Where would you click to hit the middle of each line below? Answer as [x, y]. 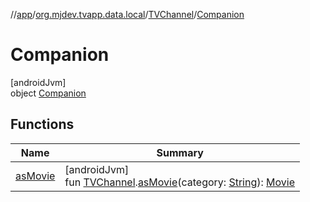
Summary [180, 152]
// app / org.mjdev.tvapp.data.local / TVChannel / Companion [127, 14]
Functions [42, 124]
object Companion [48, 93]
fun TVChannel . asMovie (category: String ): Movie [180, 182]
